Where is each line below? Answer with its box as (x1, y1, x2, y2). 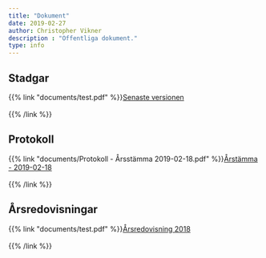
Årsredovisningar (8, 203, 99, 216)
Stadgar (8, 71, 50, 85)
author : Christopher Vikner (8, 26, 103, 34)
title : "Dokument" (8, 11, 70, 20)
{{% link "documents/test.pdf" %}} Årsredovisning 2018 (8, 224, 191, 233)
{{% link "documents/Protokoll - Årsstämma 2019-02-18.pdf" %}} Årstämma (8, 154, 258, 163)
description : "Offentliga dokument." (8, 34, 138, 42)
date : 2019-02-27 (8, 19, 66, 27)
